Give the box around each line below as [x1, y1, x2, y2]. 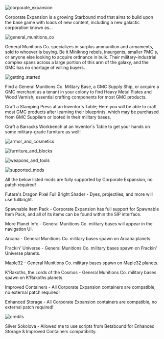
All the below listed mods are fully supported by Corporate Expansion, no [5, 177, 153, 182]
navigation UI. [5, 226, 33, 232]
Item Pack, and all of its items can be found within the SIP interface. [5, 212, 141, 217]
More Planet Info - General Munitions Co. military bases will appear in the [5, 221, 153, 226]
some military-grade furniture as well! [5, 129, 81, 135]
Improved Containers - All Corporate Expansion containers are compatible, [5, 284, 156, 290]
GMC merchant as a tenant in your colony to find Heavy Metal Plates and [5, 89, 152, 94]
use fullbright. [5, 197, 33, 202]
